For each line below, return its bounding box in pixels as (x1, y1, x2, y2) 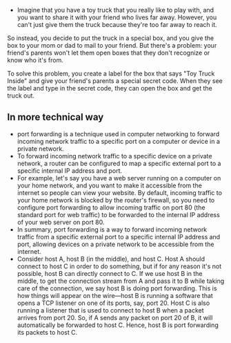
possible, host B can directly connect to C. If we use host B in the (17, 269, 203, 277)
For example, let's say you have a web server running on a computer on (17, 174, 221, 182)
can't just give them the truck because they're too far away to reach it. (17, 21, 217, 28)
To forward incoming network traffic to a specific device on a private (17, 151, 212, 160)
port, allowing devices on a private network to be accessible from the (17, 240, 214, 248)
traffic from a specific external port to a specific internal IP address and (17, 232, 221, 241)
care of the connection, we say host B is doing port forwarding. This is (17, 284, 217, 293)
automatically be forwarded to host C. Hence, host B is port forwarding (17, 321, 219, 329)
